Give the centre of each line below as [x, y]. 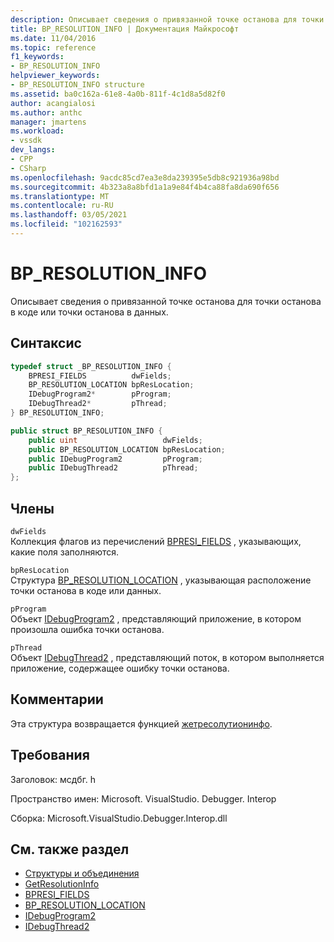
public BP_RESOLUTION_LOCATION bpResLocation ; [127, 449]
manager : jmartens [48, 122]
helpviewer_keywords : [55, 76]
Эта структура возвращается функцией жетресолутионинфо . [141, 723]
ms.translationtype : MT [60, 196]
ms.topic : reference [53, 47]
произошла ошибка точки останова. [87, 629]
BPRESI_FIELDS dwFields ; [100, 376]
